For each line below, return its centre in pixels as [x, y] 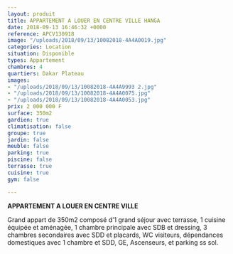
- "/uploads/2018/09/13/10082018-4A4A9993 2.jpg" [82, 87]
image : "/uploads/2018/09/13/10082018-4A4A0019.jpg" [87, 41]
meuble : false [28, 147]
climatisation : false [39, 126]
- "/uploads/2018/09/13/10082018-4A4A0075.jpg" [79, 93]
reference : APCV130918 [41, 34]
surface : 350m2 [30, 113]
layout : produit [31, 14]
